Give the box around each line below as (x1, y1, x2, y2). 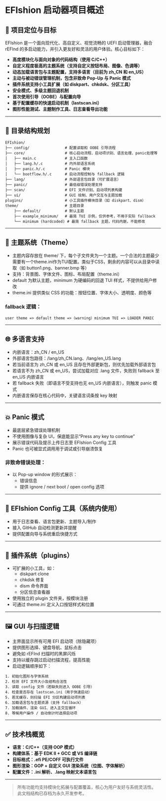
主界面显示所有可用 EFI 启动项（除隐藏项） (12, 639, 100, 644)
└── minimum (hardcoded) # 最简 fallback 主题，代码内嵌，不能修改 (14, 219, 145, 224)
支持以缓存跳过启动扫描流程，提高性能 (12, 657, 90, 663)
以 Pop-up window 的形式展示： (12, 471, 78, 477)
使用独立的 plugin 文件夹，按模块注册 (12, 595, 88, 601)
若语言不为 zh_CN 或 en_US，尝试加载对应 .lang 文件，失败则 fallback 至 (12, 368, 160, 374)
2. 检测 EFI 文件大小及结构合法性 (5, 679, 67, 684)
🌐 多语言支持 (5, 335, 44, 343)
